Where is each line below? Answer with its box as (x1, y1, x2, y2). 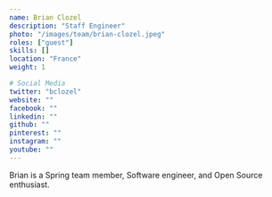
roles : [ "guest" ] (9, 37, 74, 47)
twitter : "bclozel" (9, 86, 82, 96)
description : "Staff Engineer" (9, 21, 126, 30)
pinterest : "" (9, 128, 62, 138)
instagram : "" (9, 137, 62, 146)
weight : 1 (9, 63, 46, 72)
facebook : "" (9, 103, 58, 112)
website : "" (9, 95, 54, 104)
